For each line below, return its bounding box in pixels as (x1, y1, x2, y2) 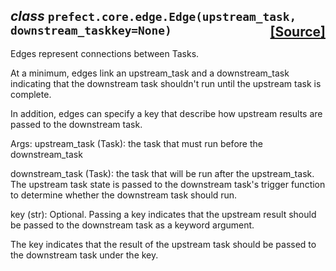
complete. (10, 88, 52, 100)
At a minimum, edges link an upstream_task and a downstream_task (10, 67, 290, 79)
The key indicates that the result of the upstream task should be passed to (10, 238, 317, 250)
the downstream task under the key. (10, 249, 159, 261)
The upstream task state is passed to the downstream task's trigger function (10, 178, 326, 190)
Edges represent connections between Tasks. (10, 47, 200, 59)
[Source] (269, 24, 326, 41)
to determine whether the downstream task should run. (10, 189, 238, 201)
